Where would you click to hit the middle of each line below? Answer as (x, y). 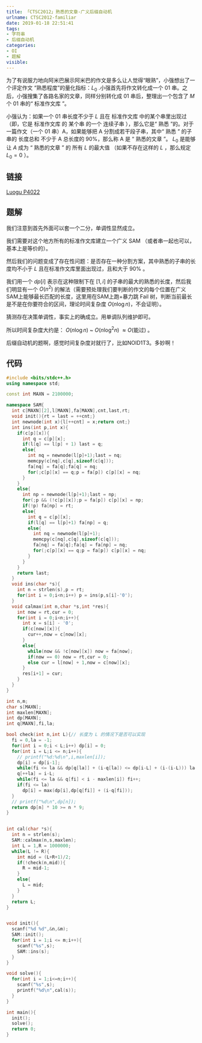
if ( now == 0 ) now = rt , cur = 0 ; (69, 657)
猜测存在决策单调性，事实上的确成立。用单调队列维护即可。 (80, 317)
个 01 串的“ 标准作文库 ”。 (38, 104)
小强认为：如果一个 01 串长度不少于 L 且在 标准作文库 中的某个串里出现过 (97, 116)
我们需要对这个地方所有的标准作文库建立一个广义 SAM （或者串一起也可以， (101, 241)
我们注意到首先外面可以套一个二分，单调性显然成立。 (72, 228)
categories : (21, 46)
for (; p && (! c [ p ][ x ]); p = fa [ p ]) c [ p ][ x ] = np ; (83, 500)
